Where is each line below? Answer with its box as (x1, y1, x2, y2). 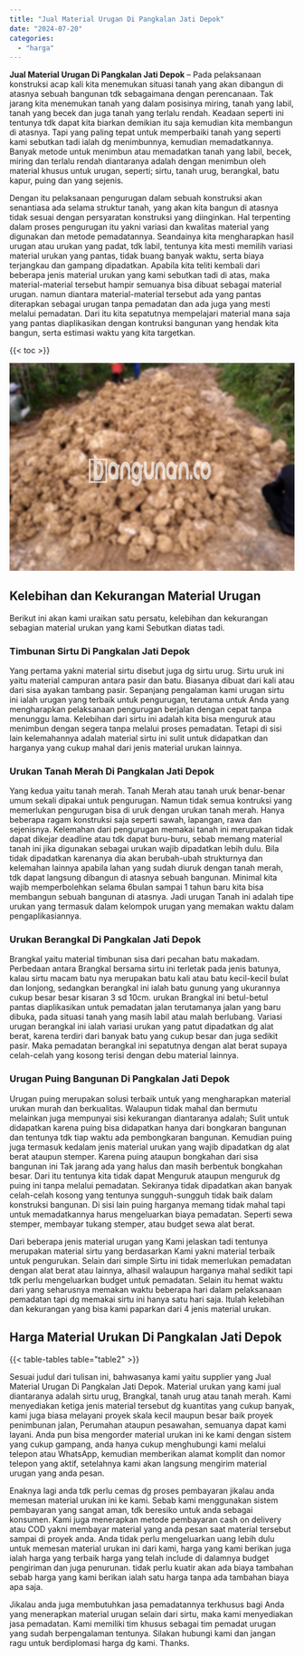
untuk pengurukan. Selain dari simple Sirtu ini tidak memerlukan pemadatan (9, 1255, 292, 1266)
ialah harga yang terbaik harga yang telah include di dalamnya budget (9, 1552, 270, 1563)
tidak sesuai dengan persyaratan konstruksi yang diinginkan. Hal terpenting (9, 212, 291, 223)
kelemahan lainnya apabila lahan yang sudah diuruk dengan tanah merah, (9, 862, 283, 873)
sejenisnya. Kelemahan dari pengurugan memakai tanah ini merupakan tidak (9, 824, 294, 835)
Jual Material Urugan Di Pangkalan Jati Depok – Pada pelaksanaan (9, 69, 261, 81)
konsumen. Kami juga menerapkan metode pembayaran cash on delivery (9, 1514, 282, 1525)
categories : (9, 34, 54, 43)
